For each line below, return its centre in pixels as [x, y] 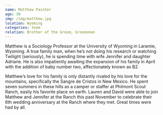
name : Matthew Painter [28, 10]
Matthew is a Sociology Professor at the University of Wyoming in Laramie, [81, 46]
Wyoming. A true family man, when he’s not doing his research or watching [81, 51]
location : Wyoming [24, 23]
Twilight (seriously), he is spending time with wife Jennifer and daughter [78, 56]
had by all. [15, 107]
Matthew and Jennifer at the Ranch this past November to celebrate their [79, 97]
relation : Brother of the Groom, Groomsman [50, 32]
